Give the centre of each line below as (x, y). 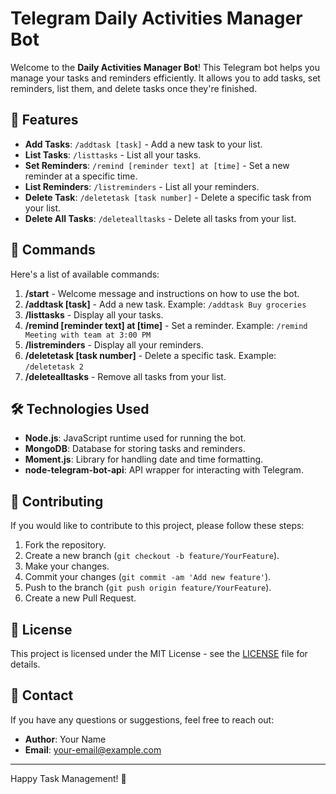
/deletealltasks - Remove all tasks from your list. (125, 376)
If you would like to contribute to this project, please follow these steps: (157, 526)
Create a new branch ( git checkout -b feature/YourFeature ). (152, 556)
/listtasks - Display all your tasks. (94, 314)
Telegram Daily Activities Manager (156, 18)
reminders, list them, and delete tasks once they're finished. (134, 88)
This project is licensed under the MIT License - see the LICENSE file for (159, 653)
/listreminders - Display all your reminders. (114, 344)
